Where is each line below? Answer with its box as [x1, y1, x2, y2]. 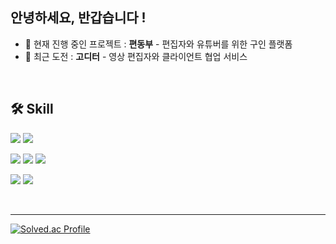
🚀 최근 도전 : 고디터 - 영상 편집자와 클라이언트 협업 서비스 [24, 50, 248, 62]
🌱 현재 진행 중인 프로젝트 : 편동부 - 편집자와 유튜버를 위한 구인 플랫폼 [24, 38, 293, 50]
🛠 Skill [10, 101, 54, 118]
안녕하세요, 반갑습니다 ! [10, 9, 147, 27]
